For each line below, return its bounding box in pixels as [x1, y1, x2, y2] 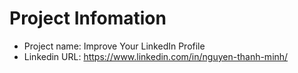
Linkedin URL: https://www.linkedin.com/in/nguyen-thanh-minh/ [23, 50, 289, 62]
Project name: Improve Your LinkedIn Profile [23, 40, 206, 52]
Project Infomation [9, 7, 167, 30]
